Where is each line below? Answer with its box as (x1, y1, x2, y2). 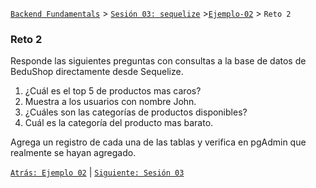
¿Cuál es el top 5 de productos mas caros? (24, 85, 202, 97)
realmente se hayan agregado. (10, 147, 137, 159)
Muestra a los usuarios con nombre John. (24, 96, 197, 108)
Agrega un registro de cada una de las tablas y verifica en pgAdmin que (10, 136, 307, 148)
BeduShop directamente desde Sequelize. (10, 66, 184, 78)
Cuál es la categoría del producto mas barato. (24, 117, 214, 129)
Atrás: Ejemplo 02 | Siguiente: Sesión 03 (10, 166, 185, 178)
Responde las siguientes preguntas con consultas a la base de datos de (10, 55, 307, 67)
